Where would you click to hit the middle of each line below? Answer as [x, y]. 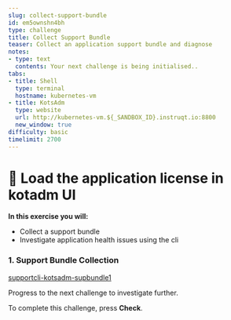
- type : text [29, 60]
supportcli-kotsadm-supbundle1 [60, 277]
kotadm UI [42, 195]
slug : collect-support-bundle [58, 15]
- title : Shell [33, 81]
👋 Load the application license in [116, 178]
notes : [19, 52]
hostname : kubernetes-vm [56, 96]
